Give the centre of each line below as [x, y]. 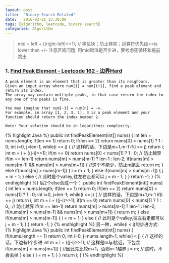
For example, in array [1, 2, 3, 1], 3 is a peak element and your [78, 113]
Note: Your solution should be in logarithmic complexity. [69, 126]
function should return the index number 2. [53, 117]
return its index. [24, 91]
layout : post [19, 10]
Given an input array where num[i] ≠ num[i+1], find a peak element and [83, 86]
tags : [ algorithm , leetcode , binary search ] [53, 24]
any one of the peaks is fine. [38, 99]
